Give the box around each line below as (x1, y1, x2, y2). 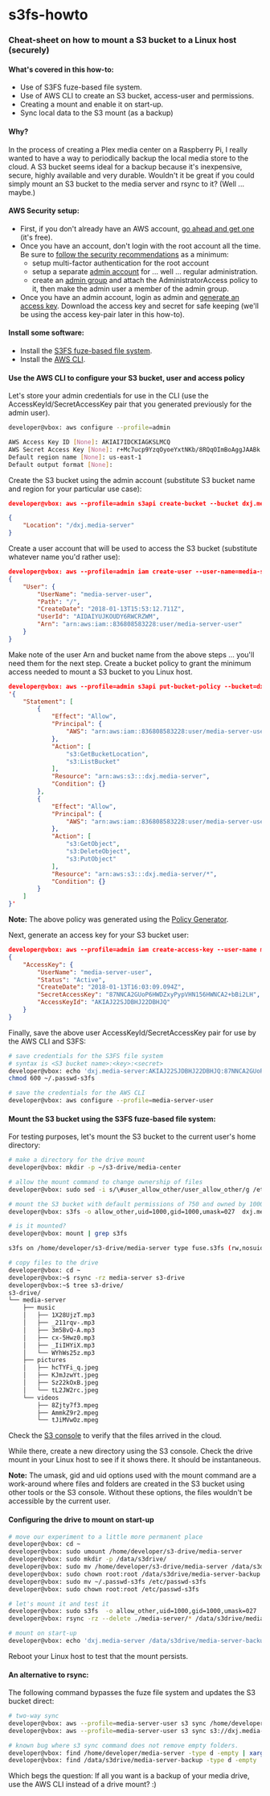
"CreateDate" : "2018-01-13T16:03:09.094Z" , (37, 983, 185, 991)
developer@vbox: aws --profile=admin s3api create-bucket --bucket (8, 499, 239, 507)
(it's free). (19, 232, 53, 242)
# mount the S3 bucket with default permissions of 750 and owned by (8, 1200, 247, 1208)
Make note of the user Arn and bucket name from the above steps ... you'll (8, 649, 255, 659)
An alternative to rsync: (8, 1669, 89, 1679)
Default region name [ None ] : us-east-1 (8, 453, 142, 461)
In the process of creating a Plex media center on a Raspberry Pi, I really (8, 144, 247, 154)
